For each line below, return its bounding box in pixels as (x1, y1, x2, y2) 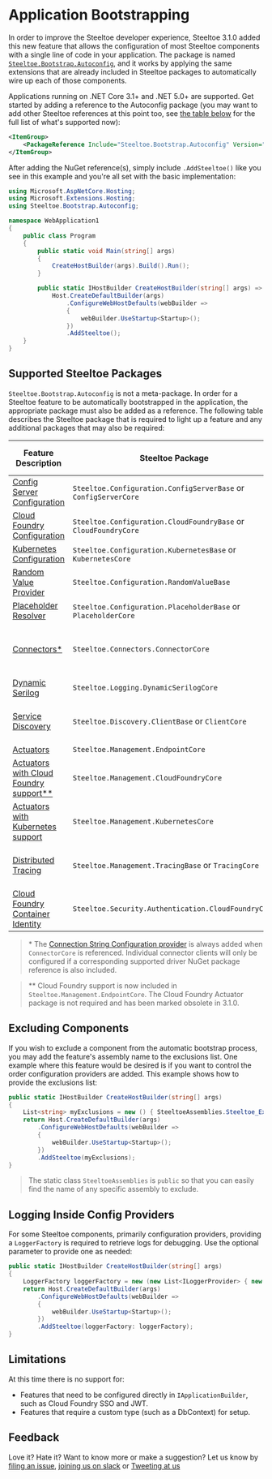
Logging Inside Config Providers (8, 1207, 175, 1222)
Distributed (12, 854, 55, 866)
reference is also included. (28, 965, 117, 974)
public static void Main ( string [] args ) (37, 247, 176, 255)
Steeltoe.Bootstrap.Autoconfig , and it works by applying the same (8, 58, 232, 68)
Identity (12, 918, 42, 930)
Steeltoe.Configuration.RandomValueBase (72, 578, 231, 587)
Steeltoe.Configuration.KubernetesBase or (72, 544, 236, 555)
